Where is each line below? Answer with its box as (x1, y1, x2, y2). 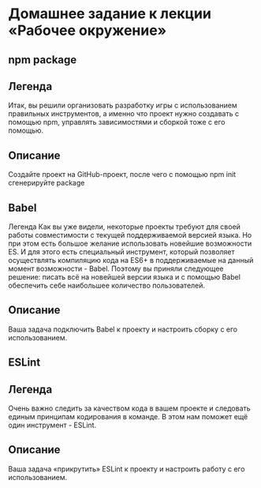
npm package (8, 53, 77, 66)
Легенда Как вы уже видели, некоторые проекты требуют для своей (8, 222, 240, 231)
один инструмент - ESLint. (8, 420, 97, 430)
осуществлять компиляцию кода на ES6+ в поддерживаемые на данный (8, 256, 254, 265)
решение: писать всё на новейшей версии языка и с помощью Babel (8, 272, 240, 282)
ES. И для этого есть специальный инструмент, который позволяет (8, 247, 235, 257)
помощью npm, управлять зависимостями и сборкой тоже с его (8, 118, 226, 127)
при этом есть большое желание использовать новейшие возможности (8, 238, 252, 249)
